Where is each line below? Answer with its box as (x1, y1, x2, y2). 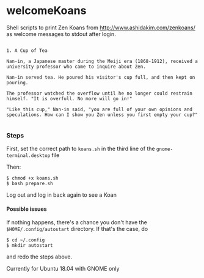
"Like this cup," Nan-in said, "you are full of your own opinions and (6, 106, 192, 112)
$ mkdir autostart (6, 243, 53, 249)
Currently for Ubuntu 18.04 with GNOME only (6, 265, 120, 273)
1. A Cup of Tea (6, 47, 48, 54)
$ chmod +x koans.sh (6, 175, 59, 181)
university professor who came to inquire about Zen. (6, 64, 147, 70)
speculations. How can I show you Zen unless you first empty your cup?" (6, 111, 199, 118)
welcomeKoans (6, 4, 87, 18)
